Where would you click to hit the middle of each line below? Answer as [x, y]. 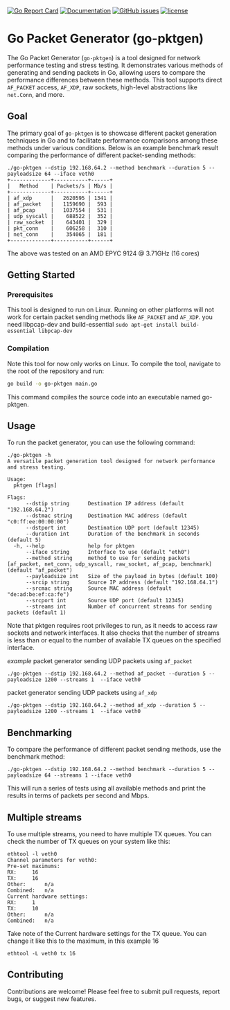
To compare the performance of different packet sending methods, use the [114, 749]
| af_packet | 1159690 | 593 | [60, 204]
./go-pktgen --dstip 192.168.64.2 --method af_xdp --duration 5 [102, 705]
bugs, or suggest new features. [52, 999]
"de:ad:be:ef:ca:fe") [38, 595]
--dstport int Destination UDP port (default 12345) [112, 528]
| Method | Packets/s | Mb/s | [60, 186]
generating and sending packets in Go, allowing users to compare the [106, 72]
